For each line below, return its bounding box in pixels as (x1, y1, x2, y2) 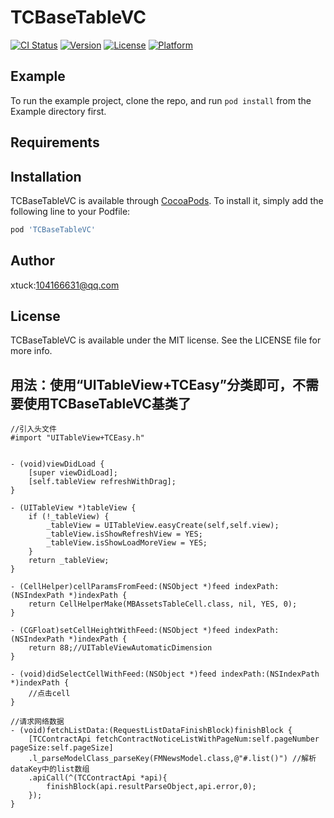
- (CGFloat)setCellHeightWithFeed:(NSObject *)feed (10, 626, 230, 636)
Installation (10, 168, 82, 185)
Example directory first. (10, 105, 107, 117)
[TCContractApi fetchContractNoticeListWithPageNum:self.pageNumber (28, 734, 320, 745)
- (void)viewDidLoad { (10, 459, 105, 470)
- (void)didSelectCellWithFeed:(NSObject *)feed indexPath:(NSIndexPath (10, 669, 320, 680)
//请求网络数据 (10, 717, 65, 727)
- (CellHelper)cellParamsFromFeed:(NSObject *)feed (10, 582, 230, 592)
